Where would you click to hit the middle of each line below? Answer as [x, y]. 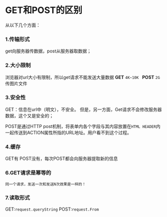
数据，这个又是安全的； [29, 115]
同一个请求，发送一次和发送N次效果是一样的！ [46, 184]
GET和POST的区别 [44, 10]
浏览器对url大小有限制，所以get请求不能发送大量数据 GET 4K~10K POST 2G [83, 77]
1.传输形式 [18, 39]
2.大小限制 [18, 65]
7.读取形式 [18, 198]
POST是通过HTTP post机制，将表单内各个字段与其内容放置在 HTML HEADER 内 [83, 126]
